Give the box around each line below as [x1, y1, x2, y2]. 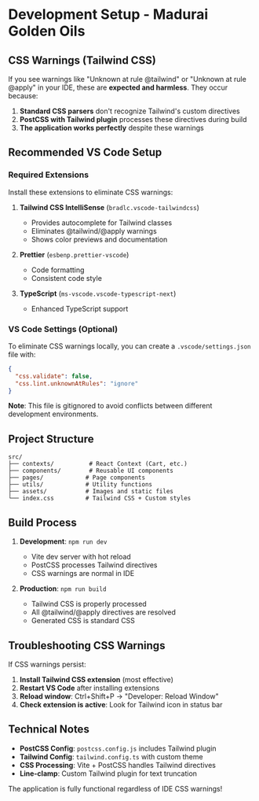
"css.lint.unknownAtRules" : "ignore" [15, 379, 139, 387]
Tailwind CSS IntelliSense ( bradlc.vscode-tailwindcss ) [19, 202, 200, 212]
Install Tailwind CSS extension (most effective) [19, 674, 174, 684]
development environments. [8, 409, 99, 419]
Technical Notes [8, 722, 90, 736]
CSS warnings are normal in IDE [31, 569, 135, 578]
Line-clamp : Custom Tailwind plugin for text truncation [19, 769, 198, 778]
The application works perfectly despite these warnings [19, 124, 204, 132]
